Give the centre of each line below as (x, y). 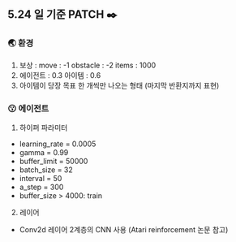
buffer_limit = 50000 (54, 161)
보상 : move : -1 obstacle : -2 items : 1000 (88, 65)
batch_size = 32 (46, 170)
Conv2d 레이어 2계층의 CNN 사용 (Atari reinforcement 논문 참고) (124, 229)
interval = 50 (41, 178)
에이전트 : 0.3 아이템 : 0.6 (60, 75)
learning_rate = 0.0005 (58, 144)
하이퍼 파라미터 (43, 127)
